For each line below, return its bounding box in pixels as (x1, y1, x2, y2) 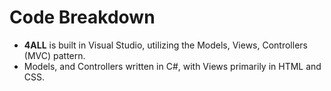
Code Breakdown (9, 6, 156, 29)
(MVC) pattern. (23, 49, 86, 61)
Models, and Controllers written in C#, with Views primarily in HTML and (23, 60, 322, 72)
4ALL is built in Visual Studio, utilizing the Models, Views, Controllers (23, 39, 308, 51)
